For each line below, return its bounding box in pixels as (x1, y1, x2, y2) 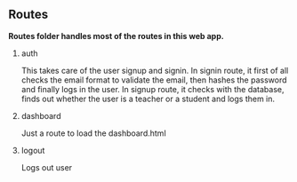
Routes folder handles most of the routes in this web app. (8, 30, 224, 41)
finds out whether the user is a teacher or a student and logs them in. (20, 93, 276, 104)
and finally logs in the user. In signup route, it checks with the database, (20, 83, 285, 94)
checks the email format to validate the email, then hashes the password (20, 75, 287, 85)
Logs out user (20, 162, 73, 172)
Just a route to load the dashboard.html (20, 128, 166, 138)
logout (20, 145, 45, 155)
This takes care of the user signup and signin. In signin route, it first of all (20, 65, 289, 75)
